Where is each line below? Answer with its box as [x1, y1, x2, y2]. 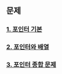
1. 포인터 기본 [6, 25, 43, 34]
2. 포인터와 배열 [6, 43, 49, 51]
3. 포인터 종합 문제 [6, 61, 57, 69]
